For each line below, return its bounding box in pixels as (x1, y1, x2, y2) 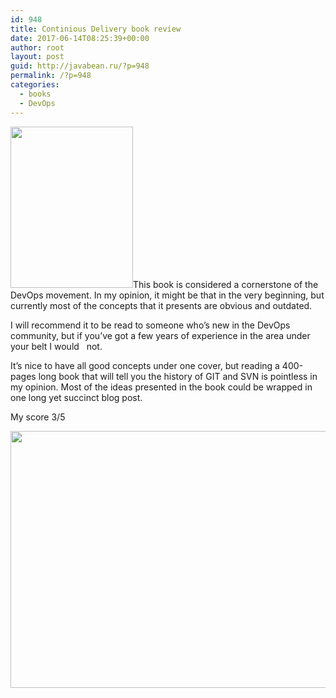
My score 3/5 (10, 411, 66, 423)
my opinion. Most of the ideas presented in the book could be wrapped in (10, 381, 313, 393)
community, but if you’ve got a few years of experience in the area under (10, 329, 311, 341)
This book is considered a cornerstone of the (133, 278, 319, 290)
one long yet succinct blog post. (10, 391, 143, 403)
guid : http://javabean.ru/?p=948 (10, 61, 150, 71)
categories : (10, 80, 60, 90)
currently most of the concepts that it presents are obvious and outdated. (10, 299, 313, 311)
